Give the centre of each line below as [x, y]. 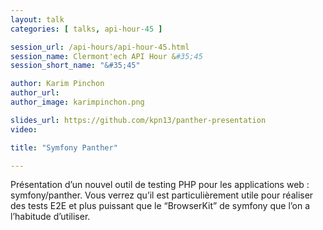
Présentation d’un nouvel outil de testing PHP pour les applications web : [160, 185]
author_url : [35, 93]
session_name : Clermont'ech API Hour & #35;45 [106, 56]
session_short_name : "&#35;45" [75, 66]
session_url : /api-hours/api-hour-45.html [100, 47]
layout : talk [37, 19]
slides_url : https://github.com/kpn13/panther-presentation [138, 120]
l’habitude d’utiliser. [50, 217]
